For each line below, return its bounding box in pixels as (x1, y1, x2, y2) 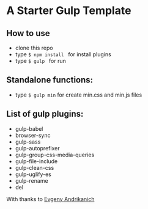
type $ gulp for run (15, 57, 66, 64)
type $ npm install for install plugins (15, 51, 111, 58)
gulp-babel (15, 125, 43, 132)
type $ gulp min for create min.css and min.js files (15, 91, 142, 98)
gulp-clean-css (15, 164, 54, 171)
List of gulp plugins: (6, 109, 84, 119)
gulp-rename (15, 177, 48, 184)
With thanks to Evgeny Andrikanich (6, 195, 95, 202)
